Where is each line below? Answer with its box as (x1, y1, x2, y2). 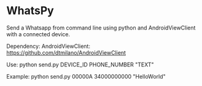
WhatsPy (6, 4, 54, 18)
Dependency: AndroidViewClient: (6, 42, 91, 50)
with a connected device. (6, 30, 71, 37)
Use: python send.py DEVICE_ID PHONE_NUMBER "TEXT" (6, 61, 155, 68)
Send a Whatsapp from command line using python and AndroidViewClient (6, 24, 196, 31)
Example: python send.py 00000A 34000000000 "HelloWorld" (6, 72, 166, 80)
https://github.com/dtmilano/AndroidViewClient (6, 49, 126, 56)
